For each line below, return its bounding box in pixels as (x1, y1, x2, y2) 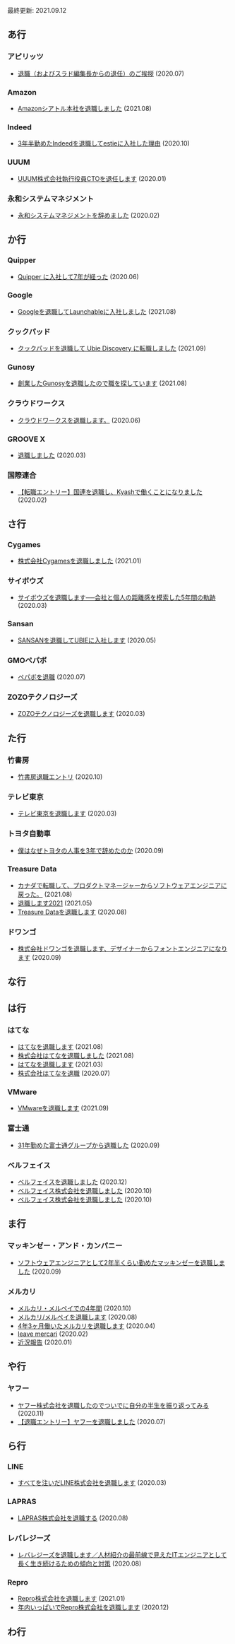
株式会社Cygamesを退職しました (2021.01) (17, 557, 142, 565)
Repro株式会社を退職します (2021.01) (17, 1595, 126, 1603)
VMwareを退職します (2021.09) (17, 1104, 109, 1112)
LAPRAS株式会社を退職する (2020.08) (17, 1513, 128, 1522)
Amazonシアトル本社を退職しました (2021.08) (17, 104, 152, 112)
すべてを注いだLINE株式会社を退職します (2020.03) (17, 1479, 167, 1487)
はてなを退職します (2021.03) (17, 1060, 104, 1069)
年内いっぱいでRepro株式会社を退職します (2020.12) (17, 1603, 169, 1611)
